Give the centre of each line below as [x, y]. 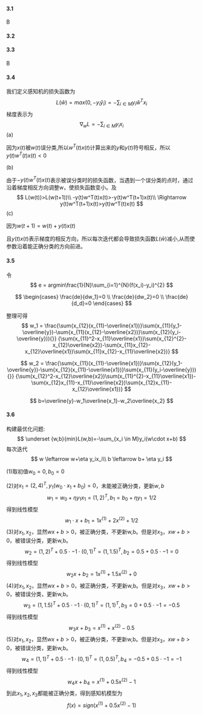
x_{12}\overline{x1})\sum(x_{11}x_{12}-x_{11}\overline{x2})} [97, 351]
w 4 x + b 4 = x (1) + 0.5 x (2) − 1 [102, 682]
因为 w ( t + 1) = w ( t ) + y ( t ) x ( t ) [41, 226]
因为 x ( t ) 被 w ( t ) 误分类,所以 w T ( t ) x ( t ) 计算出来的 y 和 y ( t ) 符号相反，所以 [88, 147]
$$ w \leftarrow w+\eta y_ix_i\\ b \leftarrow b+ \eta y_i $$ [102, 459]
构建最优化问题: [26, 429]
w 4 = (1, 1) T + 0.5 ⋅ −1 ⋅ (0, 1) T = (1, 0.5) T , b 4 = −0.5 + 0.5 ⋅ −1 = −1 [102, 659]
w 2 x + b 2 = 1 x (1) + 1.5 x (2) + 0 [102, 574]
